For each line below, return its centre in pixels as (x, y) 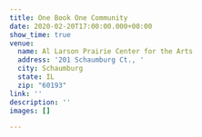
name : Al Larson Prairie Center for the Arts (106, 52)
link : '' (26, 93)
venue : (22, 43)
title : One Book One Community (69, 18)
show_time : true (40, 34)
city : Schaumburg (50, 69)
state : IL (36, 77)
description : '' (40, 102)
